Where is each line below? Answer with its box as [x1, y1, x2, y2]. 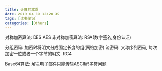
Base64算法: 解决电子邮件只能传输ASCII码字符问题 [5, 61, 107, 67]
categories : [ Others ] [5, 20, 49, 26]
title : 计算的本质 [5, 7, 39, 12]
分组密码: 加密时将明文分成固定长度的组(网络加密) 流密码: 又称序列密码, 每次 [5, 44, 158, 51]
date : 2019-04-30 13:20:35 [5, 12, 60, 16]
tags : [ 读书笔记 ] [5, 16, 37, 21]
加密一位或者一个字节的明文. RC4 [5, 51, 72, 57]
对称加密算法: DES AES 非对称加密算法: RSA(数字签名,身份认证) [5, 34, 131, 40]
